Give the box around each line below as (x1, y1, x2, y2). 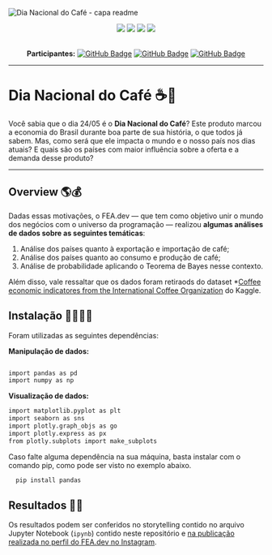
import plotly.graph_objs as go (8, 422, 117, 430)
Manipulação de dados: (8, 346, 89, 356)
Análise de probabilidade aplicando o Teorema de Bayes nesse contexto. (19, 260, 264, 271)
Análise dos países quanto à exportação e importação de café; (19, 243, 230, 253)
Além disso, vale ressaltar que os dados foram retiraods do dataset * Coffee (8, 277, 261, 286)
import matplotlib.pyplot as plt (8, 407, 121, 415)
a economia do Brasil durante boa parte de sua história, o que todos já (8, 127, 243, 137)
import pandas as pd (8, 369, 79, 377)
